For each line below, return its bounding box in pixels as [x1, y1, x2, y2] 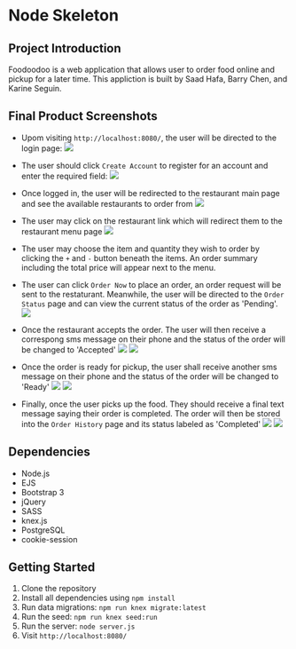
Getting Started [8, 560, 96, 575]
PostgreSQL [20, 525, 66, 535]
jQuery [20, 496, 46, 507]
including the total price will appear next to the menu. [20, 262, 216, 273]
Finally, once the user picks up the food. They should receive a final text [20, 399, 284, 409]
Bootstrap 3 [20, 487, 65, 497]
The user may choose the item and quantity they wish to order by [20, 243, 261, 254]
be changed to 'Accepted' [20, 344, 116, 355]
